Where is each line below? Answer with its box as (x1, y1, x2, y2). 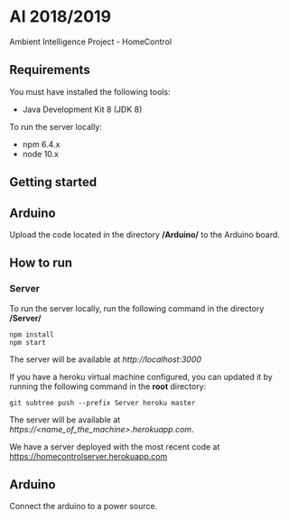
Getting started (9, 174, 98, 190)
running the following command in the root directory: (9, 381, 207, 392)
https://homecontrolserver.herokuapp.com (9, 450, 168, 461)
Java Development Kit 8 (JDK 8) (22, 104, 143, 115)
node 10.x (22, 148, 59, 159)
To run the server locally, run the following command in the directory (9, 302, 265, 313)
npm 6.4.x (22, 138, 61, 150)
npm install (9, 330, 54, 339)
